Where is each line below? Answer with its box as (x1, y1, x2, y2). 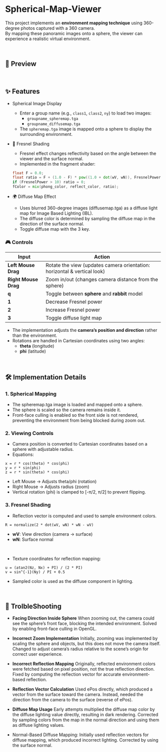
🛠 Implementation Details (5, 373, 86, 381)
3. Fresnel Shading (5, 501, 51, 508)
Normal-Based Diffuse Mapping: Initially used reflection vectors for (12, 732, 149, 738)
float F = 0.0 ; (12, 170, 44, 176)
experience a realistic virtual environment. (5, 36, 90, 42)
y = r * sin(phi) (5, 465, 41, 471)
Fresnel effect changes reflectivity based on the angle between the (19, 150, 157, 156)
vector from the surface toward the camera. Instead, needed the (12, 691, 143, 697)
